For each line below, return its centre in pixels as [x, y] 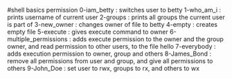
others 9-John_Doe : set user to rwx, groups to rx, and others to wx [103, 68]
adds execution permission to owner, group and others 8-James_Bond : [109, 54]
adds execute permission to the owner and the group [148, 39]
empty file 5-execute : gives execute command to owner [88, 32]
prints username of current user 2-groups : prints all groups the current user [116, 17]
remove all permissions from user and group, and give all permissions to [110, 61]
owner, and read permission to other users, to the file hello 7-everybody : [111, 46]
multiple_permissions [37, 39]
